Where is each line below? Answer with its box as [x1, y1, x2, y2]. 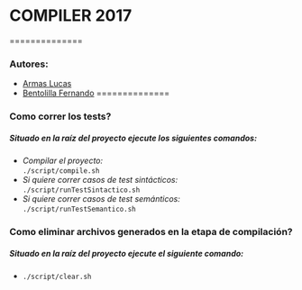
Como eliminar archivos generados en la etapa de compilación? [9, 226, 293, 239]
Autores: [9, 58, 49, 70]
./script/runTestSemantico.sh [22, 204, 137, 214]
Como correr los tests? [9, 110, 112, 122]
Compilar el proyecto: [22, 155, 104, 167]
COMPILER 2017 [9, 5, 133, 26]
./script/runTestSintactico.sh [22, 186, 141, 195]
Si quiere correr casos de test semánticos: [22, 194, 180, 204]
